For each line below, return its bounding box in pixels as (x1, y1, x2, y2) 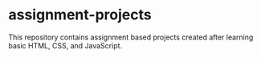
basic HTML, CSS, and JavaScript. (8, 40, 123, 50)
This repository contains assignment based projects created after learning (8, 32, 254, 42)
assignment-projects (8, 6, 152, 24)
